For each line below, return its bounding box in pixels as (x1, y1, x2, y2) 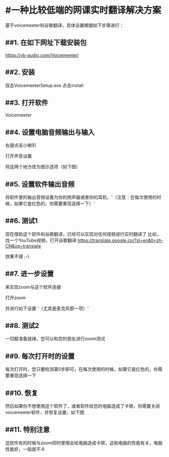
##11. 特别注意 (5, 425, 50, 434)
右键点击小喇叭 (5, 142, 36, 149)
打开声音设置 (5, 153, 32, 159)
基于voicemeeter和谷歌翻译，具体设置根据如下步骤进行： (5, 22, 125, 28)
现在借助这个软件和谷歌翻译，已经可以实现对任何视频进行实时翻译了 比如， (5, 231, 161, 237)
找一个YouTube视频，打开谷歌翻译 (5, 237, 77, 243)
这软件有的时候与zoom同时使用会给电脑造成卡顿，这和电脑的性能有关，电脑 (5, 439, 163, 446)
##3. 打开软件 (5, 98, 48, 107)
